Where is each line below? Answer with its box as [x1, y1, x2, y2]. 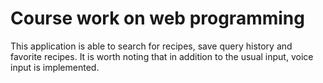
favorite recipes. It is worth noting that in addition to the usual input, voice [10, 50, 314, 62]
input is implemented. [10, 61, 100, 73]
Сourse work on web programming [10, 7, 305, 30]
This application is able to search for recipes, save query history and [10, 40, 293, 52]
